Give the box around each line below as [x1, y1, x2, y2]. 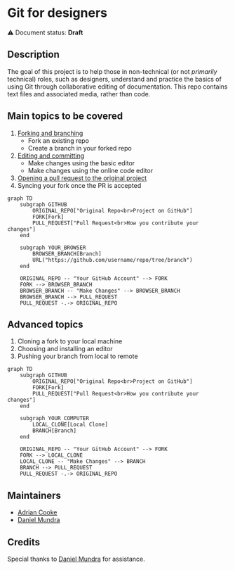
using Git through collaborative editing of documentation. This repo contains [7, 82, 228, 91]
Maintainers [7, 489, 62, 501]
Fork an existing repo [27, 136, 90, 145]
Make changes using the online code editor [27, 166, 153, 175]
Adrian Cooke [17, 508, 58, 517]
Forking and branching [17, 129, 83, 137]
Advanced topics [7, 318, 83, 330]
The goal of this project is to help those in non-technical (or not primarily [7, 67, 217, 75]
